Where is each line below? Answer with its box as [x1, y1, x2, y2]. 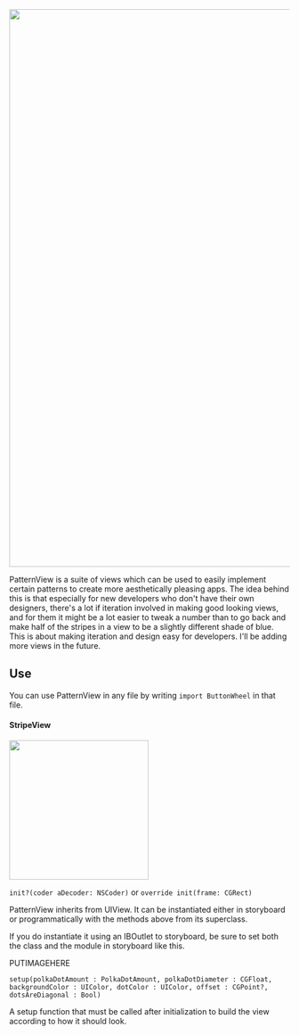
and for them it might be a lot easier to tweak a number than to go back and [9, 612, 287, 623]
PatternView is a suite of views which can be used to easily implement [9, 575, 267, 584]
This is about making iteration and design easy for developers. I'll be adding [9, 631, 287, 642]
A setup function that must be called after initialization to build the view [9, 1006, 270, 1017]
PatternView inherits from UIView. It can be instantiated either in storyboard [9, 905, 287, 915]
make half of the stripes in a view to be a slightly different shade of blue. [9, 622, 274, 632]
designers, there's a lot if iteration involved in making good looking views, [9, 602, 279, 613]
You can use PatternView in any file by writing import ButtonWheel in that [9, 690, 276, 700]
